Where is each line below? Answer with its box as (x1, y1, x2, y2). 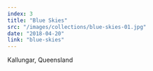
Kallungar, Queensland (7, 56, 73, 64)
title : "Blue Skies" (7, 17, 68, 24)
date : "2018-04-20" (7, 30, 65, 37)
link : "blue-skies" (7, 37, 65, 44)
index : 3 (7, 10, 33, 18)
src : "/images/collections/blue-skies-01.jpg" (7, 23, 147, 30)
